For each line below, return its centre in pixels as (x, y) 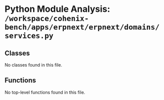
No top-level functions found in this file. (45, 92)
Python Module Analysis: (58, 9)
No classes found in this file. (33, 65)
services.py (29, 36)
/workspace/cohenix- (47, 18)
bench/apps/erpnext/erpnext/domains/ (82, 27)
